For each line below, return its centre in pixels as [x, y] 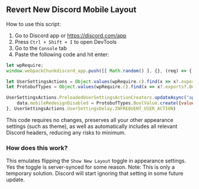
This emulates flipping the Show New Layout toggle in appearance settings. [96, 161]
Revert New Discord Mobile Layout [71, 10]
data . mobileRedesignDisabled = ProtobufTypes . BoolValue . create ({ [99, 103]
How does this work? [37, 148]
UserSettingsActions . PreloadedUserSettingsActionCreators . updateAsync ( [96, 98]
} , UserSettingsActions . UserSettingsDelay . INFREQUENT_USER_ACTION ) [91, 109]
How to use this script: [33, 24]
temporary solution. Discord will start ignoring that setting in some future [95, 174]
